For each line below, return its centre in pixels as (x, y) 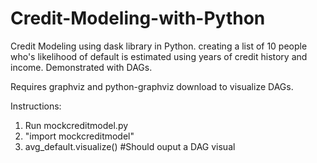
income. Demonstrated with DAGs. (81, 67)
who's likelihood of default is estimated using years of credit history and (159, 56)
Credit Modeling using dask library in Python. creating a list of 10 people (159, 46)
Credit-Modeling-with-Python (138, 18)
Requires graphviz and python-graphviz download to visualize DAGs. (152, 86)
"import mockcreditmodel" (79, 136)
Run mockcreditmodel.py (76, 125)
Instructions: (36, 106)
